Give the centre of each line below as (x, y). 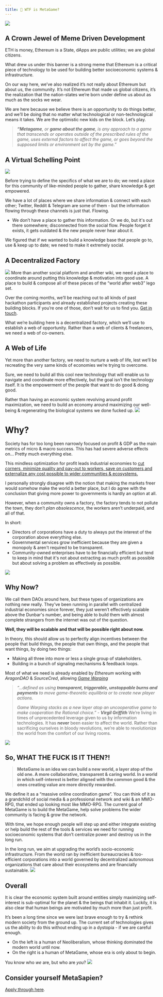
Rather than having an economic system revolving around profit (69, 399)
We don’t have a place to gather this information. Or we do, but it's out (82, 220)
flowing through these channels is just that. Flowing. (57, 211)
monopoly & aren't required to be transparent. (58, 547)
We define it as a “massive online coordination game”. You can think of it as (80, 794)
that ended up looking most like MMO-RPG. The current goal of (79, 804)
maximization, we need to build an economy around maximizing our (73, 405)
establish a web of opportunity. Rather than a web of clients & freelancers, (79, 328)
